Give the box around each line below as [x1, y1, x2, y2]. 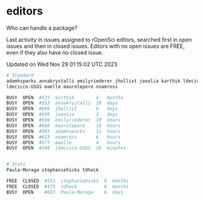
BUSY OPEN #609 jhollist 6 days [6, 106, 118, 112]
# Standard [6, 72, 34, 78]
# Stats [6, 162, 26, 168]
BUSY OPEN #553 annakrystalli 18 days [6, 100, 118, 107]
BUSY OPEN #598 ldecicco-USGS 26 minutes [6, 145, 126, 151]
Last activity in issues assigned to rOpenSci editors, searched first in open [6, 36, 192, 43]
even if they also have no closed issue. [6, 48, 103, 56]
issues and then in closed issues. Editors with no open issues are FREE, [6, 42, 185, 50]
